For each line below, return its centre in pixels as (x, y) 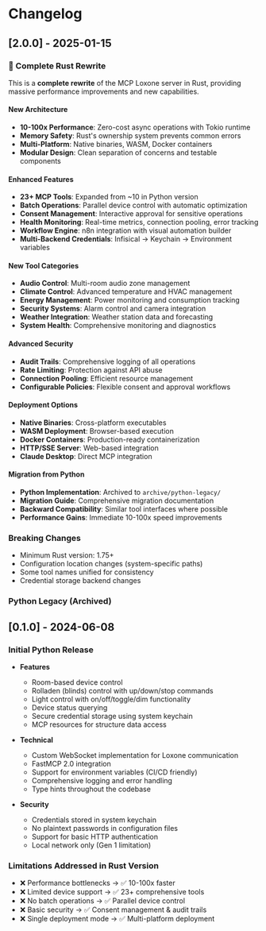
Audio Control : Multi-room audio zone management (105, 284)
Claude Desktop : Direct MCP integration (86, 456)
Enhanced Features (41, 179)
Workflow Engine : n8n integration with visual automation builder (125, 230)
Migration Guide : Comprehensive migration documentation (117, 500)
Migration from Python (46, 474)
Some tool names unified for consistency (87, 572)
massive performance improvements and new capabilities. (104, 91)
